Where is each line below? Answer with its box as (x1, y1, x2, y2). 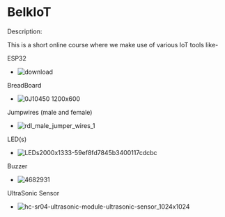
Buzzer (7, 161, 28, 170)
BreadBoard (7, 81, 42, 89)
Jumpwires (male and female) (7, 108, 93, 116)
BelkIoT (7, 4, 52, 20)
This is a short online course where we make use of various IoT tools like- (7, 40, 219, 49)
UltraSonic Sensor (7, 188, 60, 197)
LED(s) (7, 135, 27, 143)
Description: (7, 27, 42, 35)
